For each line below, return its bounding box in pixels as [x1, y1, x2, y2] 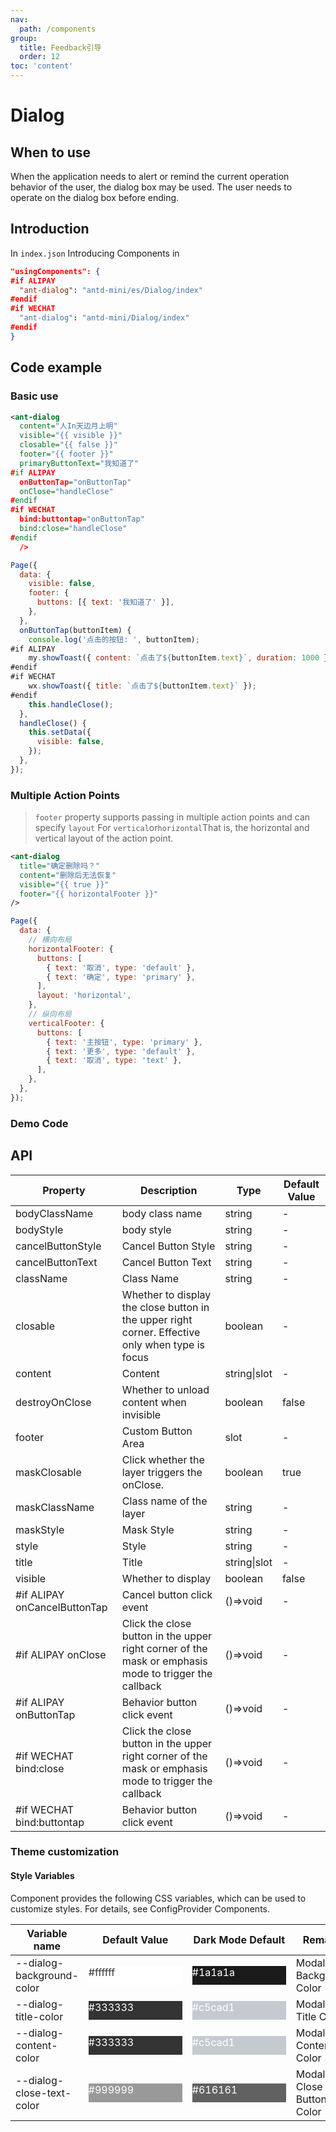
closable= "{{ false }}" [19, 440, 118, 450]
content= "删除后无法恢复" [19, 870, 117, 880]
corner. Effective [121, 1325, 201, 1339]
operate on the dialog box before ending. [10, 192, 180, 203]
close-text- [15, 2086, 72, 2100]
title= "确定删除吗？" [19, 861, 100, 871]
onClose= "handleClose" [19, 486, 114, 496]
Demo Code [10, 1116, 69, 1130]
